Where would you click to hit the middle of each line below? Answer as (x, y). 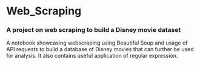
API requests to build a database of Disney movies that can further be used (100, 49)
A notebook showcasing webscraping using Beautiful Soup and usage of (97, 43)
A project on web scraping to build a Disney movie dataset (94, 30)
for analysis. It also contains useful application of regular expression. (92, 56)
